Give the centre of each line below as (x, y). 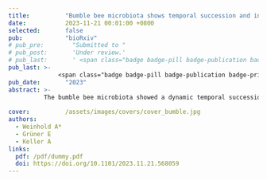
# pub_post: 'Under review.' (67, 53)
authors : (23, 119)
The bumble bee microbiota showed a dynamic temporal (134, 97)
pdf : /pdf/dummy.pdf (49, 156)
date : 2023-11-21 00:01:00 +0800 (81, 23)
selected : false (46, 30)
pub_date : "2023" (48, 82)
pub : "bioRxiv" (53, 38)
